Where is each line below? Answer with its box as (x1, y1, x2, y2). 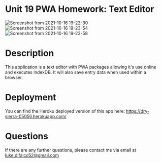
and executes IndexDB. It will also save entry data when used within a (5, 69, 147, 75)
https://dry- (126, 108, 149, 114)
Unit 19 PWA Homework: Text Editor (5, 3, 154, 15)
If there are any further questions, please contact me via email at (5, 147, 136, 153)
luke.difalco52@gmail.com (5, 152, 59, 158)
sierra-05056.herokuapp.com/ (5, 113, 67, 119)
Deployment (5, 92, 57, 103)
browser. (5, 74, 23, 80)
